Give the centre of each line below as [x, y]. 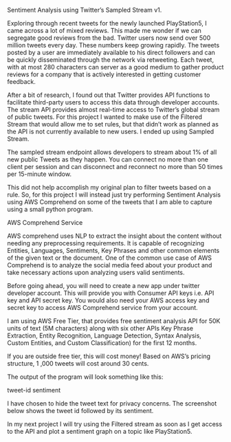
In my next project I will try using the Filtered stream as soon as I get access [114, 424]
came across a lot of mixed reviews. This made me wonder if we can [104, 31]
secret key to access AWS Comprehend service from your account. [102, 308]
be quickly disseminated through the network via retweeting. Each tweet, [111, 60]
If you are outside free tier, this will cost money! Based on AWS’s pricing [109, 356]
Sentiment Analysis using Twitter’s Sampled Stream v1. [85, 10]
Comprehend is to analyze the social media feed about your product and [110, 265]
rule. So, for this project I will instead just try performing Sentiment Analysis [114, 195]
